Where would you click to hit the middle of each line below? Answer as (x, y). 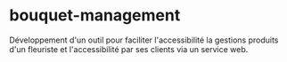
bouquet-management (95, 15)
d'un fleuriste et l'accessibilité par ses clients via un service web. (129, 49)
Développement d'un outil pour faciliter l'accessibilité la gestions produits (144, 40)
